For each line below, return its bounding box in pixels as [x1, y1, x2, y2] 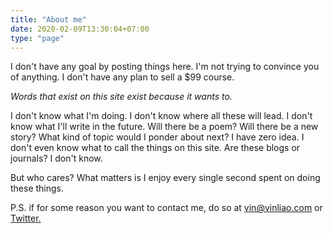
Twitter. [10, 212, 42, 225]
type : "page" [10, 33, 65, 43]
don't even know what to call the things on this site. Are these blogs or [10, 142, 301, 154]
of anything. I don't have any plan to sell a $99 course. [10, 71, 235, 83]
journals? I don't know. [10, 152, 103, 165]
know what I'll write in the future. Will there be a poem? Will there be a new [10, 121, 319, 133]
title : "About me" [10, 14, 87, 25]
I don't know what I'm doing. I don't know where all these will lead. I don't [10, 110, 313, 122]
